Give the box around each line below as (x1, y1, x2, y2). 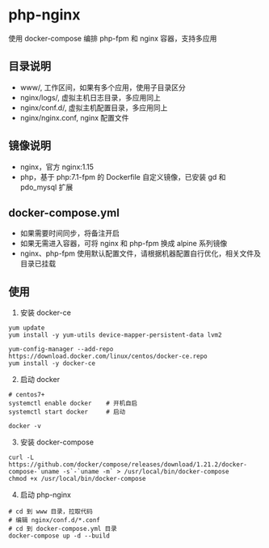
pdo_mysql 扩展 (19, 182, 74, 192)
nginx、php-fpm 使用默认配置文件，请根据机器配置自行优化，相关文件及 (19, 249, 261, 258)
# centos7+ (8, 391, 45, 399)
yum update (8, 324, 45, 333)
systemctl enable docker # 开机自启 (8, 399, 138, 408)
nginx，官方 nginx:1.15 (19, 162, 95, 172)
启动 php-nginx (19, 490, 71, 499)
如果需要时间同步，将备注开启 (19, 228, 120, 238)
